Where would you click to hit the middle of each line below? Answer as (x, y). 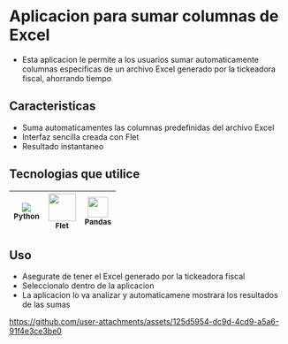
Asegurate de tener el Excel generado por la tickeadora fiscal (133, 277)
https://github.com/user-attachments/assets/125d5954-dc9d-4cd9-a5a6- (144, 322)
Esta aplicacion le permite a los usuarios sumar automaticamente (140, 59)
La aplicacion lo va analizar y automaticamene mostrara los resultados (150, 295)
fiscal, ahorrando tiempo (67, 78)
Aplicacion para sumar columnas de (144, 16)
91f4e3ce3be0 (35, 331)
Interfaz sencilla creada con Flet (80, 137)
